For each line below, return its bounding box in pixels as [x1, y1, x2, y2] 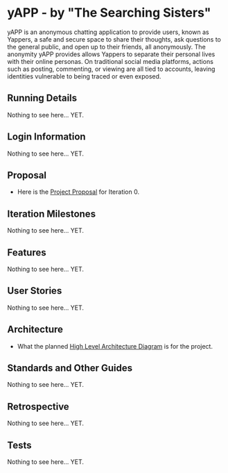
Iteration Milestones [7, 208, 96, 219]
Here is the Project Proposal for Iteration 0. [17, 188, 140, 196]
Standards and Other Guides [7, 363, 133, 374]
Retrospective [7, 401, 69, 413]
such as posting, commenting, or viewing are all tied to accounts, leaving [7, 65, 216, 73]
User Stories [7, 285, 62, 297]
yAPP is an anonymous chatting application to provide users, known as [7, 28, 209, 36]
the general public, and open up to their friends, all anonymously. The [7, 42, 206, 51]
